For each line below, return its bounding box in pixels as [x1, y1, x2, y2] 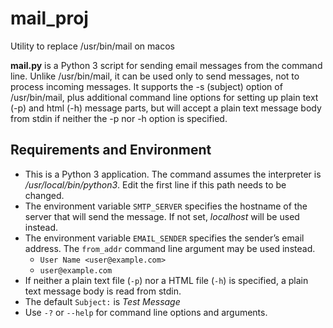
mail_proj [10, 7, 89, 30]
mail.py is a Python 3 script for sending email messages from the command [10, 59, 323, 71]
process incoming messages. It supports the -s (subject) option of [10, 80, 283, 92]
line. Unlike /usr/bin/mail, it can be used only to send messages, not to [10, 70, 300, 82]
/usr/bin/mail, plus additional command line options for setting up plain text [10, 91, 319, 103]
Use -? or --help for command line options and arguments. [24, 306, 268, 318]
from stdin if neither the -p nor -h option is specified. [10, 112, 228, 124]
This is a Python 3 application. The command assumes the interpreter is [24, 168, 322, 180]
